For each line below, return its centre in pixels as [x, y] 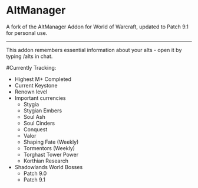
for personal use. [27, 33]
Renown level [31, 92]
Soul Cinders [39, 123]
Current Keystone [36, 85]
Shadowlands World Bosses [49, 167]
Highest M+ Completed [43, 79]
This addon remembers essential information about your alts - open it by [94, 50]
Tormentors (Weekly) [49, 148]
